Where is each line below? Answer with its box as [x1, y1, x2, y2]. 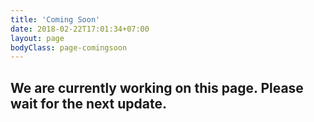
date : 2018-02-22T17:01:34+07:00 [10, 24, 150, 34]
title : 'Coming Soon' [10, 14, 101, 25]
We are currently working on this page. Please [10, 79, 304, 96]
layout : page [10, 33, 65, 43]
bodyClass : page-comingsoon [10, 42, 128, 53]
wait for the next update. [10, 95, 168, 112]
